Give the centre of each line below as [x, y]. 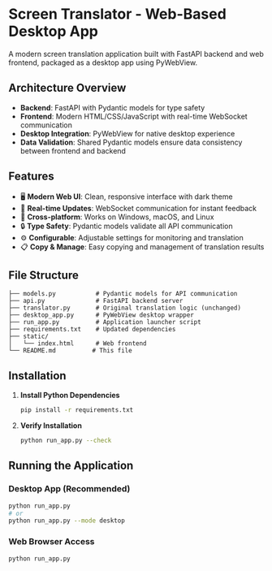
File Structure [43, 275]
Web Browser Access [52, 542]
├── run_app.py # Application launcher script [105, 322]
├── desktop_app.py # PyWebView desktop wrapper [101, 315]
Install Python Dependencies [70, 396]
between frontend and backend [73, 150]
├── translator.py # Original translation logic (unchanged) [125, 308]
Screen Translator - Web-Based [118, 14]
